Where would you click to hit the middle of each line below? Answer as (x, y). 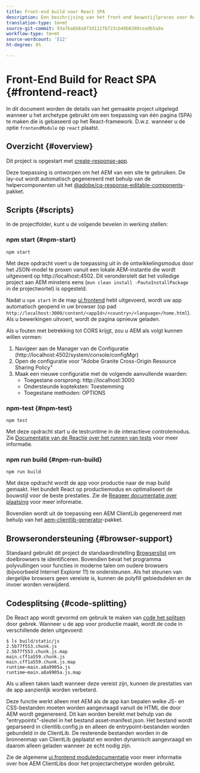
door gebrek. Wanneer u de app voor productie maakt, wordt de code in (94, 624)
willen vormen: (24, 336)
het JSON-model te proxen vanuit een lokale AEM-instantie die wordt (91, 269)
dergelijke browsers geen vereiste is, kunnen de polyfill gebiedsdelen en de (99, 578)
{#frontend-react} (52, 92)
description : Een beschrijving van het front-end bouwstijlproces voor (97, 17)
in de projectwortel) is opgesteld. (47, 288)
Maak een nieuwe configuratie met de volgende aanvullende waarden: (101, 373)
